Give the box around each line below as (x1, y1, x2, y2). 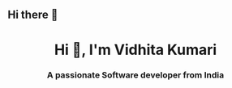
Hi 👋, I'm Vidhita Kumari (54, 40, 217, 59)
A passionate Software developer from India (46, 69, 225, 81)
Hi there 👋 (7, 8, 58, 22)
